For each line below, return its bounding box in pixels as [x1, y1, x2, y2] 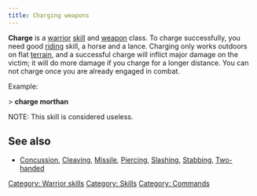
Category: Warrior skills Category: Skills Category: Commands [8, 179, 210, 188]
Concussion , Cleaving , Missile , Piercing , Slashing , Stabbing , [19, 155, 215, 165]
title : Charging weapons [8, 11, 90, 20]
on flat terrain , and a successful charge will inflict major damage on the [8, 49, 238, 59]
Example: [8, 82, 39, 91]
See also [8, 135, 51, 148]
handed [19, 164, 45, 173]
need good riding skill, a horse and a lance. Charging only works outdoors [8, 41, 248, 51]
